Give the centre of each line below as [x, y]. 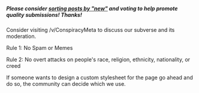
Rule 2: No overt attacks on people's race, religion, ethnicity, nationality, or [98, 59]
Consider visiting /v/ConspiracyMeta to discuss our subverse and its [91, 29]
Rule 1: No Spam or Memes [40, 47]
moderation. [21, 36]
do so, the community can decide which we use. [66, 83]
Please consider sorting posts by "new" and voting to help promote [92, 8]
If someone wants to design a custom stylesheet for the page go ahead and [100, 77]
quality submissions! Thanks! [44, 14]
